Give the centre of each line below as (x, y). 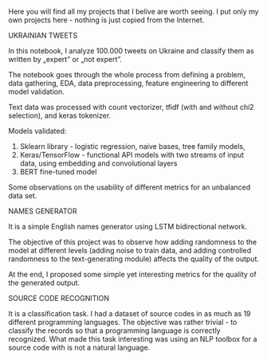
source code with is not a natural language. (79, 347)
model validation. (37, 92)
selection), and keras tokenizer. (60, 115)
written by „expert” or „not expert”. (65, 59)
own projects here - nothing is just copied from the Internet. (106, 20)
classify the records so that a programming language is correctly (114, 331)
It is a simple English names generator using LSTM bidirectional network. (128, 227)
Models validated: (37, 131)
